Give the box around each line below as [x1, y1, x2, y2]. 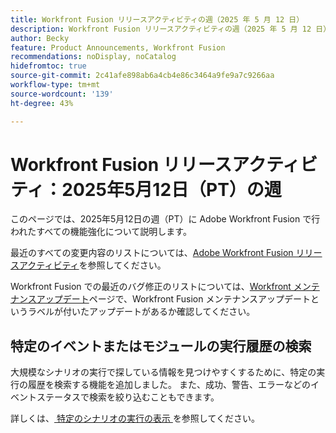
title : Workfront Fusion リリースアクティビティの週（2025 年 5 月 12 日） [10, 14, 305, 25]
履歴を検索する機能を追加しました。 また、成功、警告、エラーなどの [27, 379, 311, 391]
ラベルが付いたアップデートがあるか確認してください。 [27, 306, 256, 318]
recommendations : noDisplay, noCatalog [10, 52, 177, 62]
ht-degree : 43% [10, 98, 74, 108]
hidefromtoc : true [10, 61, 87, 71]
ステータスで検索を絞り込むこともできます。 [36, 391, 220, 403]
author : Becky [10, 33, 70, 43]
